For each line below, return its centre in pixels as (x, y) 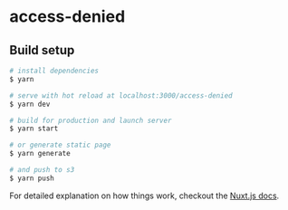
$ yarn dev (30, 104)
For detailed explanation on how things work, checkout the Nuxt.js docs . (144, 196)
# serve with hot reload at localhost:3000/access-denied (121, 95)
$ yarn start (34, 129)
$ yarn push (32, 178)
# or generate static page (60, 145)
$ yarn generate (40, 154)
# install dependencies (54, 71)
